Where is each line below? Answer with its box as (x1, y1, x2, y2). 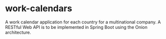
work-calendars (5, 3, 72, 14)
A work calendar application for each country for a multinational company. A (5, 19, 161, 25)
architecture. (5, 29, 31, 35)
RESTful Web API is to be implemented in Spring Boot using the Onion (5, 24, 148, 30)
